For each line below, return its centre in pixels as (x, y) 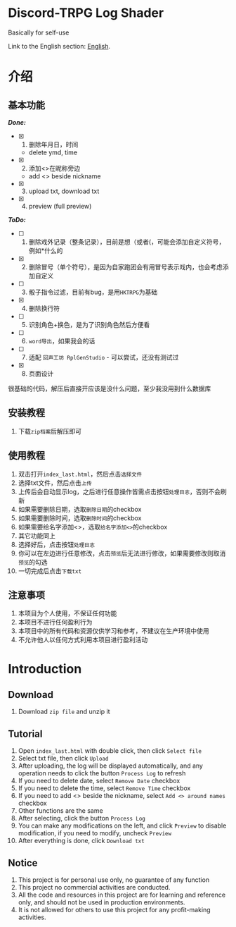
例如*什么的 (46, 250)
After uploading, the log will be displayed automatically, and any (110, 766)
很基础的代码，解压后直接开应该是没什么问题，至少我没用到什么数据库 (110, 388)
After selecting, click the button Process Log (82, 818)
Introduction (45, 669)
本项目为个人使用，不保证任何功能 (67, 613)
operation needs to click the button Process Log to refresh (102, 773)
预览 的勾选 (33, 562)
